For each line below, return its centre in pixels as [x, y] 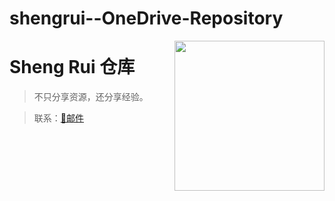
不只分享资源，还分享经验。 [91, 97]
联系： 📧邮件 [58, 118]
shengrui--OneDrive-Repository [146, 18]
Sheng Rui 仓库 [72, 67]
